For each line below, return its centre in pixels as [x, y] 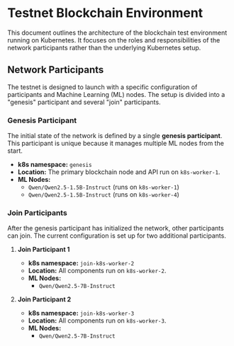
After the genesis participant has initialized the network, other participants [116, 229]
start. [15, 151]
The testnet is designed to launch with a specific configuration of [102, 87]
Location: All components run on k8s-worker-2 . [97, 271]
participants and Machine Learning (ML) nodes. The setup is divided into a [116, 94]
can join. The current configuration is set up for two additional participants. [117, 236]
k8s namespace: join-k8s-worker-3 [81, 313]
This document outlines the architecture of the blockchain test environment [117, 33]
